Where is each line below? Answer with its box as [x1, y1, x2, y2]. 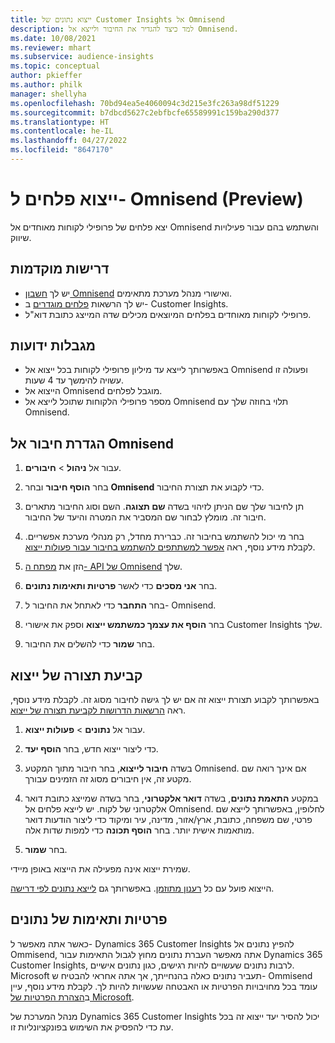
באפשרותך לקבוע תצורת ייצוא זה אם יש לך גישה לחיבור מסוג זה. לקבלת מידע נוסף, [10, 694, 320, 706]
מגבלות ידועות [10, 337, 97, 355]
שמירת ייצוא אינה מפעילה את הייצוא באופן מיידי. [10, 863, 191, 875]
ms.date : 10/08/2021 [10, 33, 97, 43]
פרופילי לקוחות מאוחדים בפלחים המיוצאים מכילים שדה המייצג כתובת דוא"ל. [24, 308, 312, 320]
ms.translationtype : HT [10, 117, 110, 127]
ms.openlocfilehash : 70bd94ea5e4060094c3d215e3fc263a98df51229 [10, 98, 280, 108]
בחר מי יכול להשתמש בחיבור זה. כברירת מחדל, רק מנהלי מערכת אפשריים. [24, 531, 305, 543]
